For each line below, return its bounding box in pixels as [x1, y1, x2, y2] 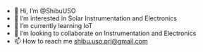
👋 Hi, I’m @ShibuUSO [13, 7, 76, 15]
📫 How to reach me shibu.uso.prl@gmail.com [13, 37, 148, 45]
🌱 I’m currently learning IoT [13, 22, 93, 30]
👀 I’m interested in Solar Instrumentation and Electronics [13, 14, 178, 22]
